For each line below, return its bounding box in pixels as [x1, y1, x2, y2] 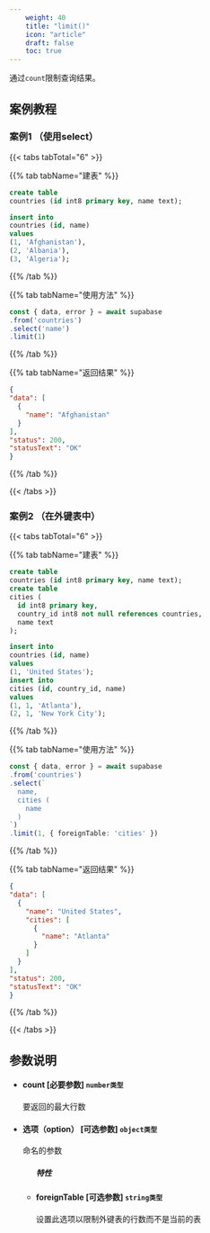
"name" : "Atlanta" [41, 932, 110, 941]
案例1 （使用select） [9, 130, 99, 143]
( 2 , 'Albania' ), [9, 247, 70, 256]
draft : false [25, 38, 74, 48]
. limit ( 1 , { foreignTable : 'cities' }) [9, 829, 159, 838]
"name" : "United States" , [25, 906, 123, 916]
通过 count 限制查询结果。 [9, 73, 101, 84]
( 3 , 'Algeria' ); [9, 254, 70, 264]
